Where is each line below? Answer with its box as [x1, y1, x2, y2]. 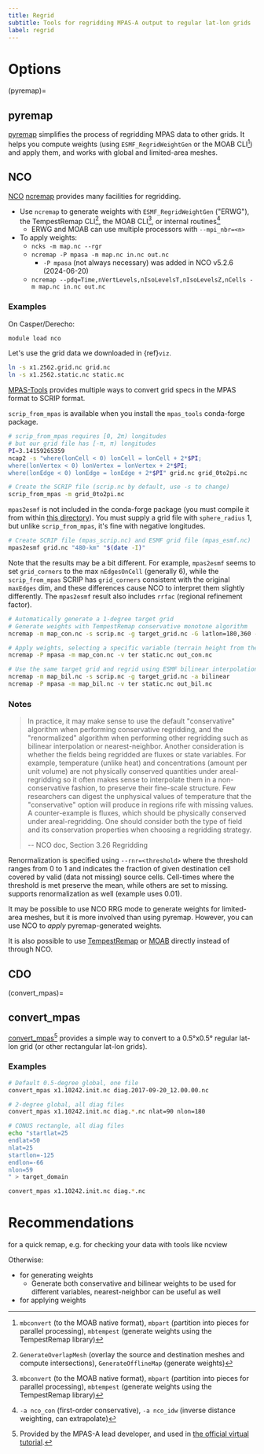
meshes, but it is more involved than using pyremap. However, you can [24, 913, 254, 922]
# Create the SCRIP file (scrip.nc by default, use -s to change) [8, 483, 230, 491]
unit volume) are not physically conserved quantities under [27, 767, 218, 776]
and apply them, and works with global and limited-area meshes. [8, 147, 218, 157]
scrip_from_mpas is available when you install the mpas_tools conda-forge [8, 409, 245, 418]
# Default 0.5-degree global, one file [8, 1079, 139, 1087]
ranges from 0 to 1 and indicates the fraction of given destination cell [8, 864, 231, 874]
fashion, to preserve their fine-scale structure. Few [71, 783, 236, 793]
